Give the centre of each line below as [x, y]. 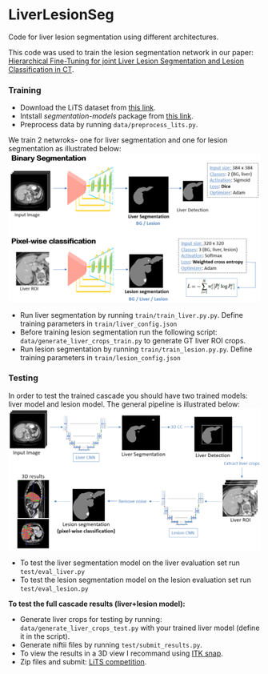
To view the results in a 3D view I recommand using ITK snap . [122, 653]
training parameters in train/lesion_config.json [100, 357]
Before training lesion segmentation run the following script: [118, 332]
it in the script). [45, 636]
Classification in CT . [41, 69]
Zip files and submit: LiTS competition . [83, 661]
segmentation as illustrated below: [65, 149]
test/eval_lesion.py [54, 589]
